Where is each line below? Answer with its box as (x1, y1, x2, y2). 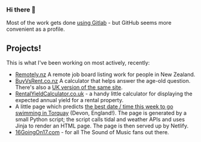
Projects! (6, 43, 41, 53)
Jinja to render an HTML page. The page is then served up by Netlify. (15, 122, 189, 129)
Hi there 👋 (6, 5, 36, 14)
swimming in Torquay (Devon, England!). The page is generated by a (15, 109, 187, 117)
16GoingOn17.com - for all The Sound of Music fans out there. (15, 129, 169, 136)
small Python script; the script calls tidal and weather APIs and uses (15, 116, 185, 123)
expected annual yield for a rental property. (15, 97, 124, 104)
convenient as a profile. (6, 25, 65, 33)
